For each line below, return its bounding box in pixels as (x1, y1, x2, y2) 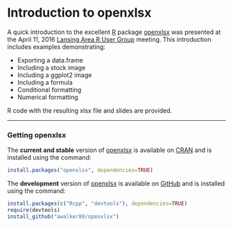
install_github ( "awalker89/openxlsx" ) (7, 213, 119, 220)
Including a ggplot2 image (17, 71, 92, 79)
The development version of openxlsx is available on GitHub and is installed (7, 179, 225, 188)
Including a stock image (17, 63, 86, 72)
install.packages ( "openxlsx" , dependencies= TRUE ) (7, 167, 154, 174)
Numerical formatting (17, 92, 78, 101)
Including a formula (17, 78, 73, 86)
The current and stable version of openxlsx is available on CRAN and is (7, 146, 212, 154)
